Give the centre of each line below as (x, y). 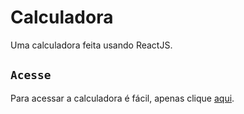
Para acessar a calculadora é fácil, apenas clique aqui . (122, 98)
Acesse (31, 75)
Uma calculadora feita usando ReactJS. (91, 45)
